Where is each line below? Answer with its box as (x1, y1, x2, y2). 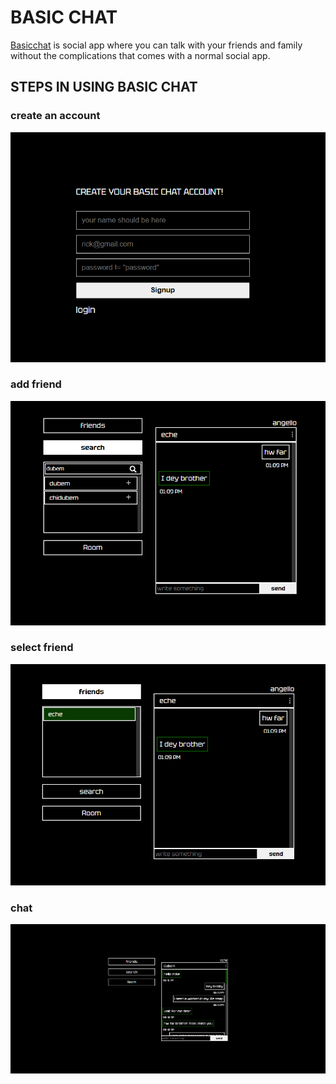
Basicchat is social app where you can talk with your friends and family (10, 39, 303, 51)
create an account (10, 109, 101, 123)
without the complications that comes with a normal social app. (10, 49, 271, 61)
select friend (10, 641, 74, 655)
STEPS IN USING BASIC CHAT (10, 79, 198, 96)
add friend (10, 377, 62, 391)
